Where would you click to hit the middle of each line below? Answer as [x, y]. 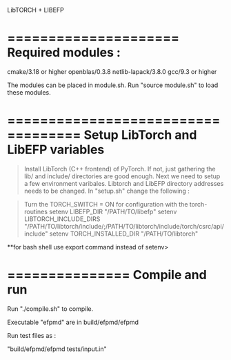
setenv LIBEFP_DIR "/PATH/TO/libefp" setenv [113, 211]
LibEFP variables [56, 150]
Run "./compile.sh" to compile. [50, 309]
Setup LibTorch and [140, 135]
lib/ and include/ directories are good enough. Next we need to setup [122, 176]
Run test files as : [32, 335]
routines [36, 211]
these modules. [29, 92]
